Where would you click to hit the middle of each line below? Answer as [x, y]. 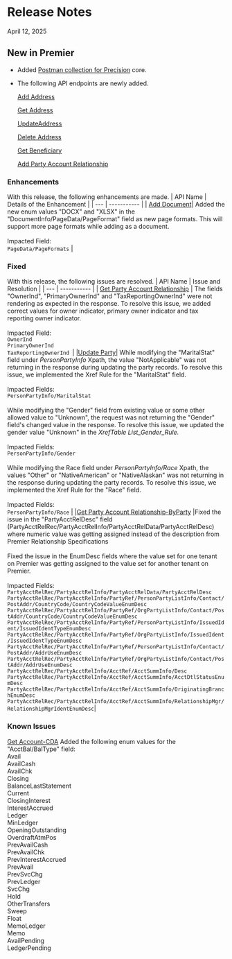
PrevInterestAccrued [37, 859]
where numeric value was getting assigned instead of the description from [114, 534]
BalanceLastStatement [39, 786]
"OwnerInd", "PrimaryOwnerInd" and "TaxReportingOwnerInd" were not [110, 296]
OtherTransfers [29, 904]
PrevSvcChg [25, 874]
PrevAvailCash [28, 845]
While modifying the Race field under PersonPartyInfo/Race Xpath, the [108, 468]
